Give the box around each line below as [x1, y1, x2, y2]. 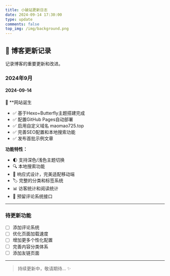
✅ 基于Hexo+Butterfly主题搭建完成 [12, 110, 85, 116]
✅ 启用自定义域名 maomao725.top [12, 123, 84, 129]
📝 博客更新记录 [5, 46, 52, 55]
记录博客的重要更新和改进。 [5, 60, 63, 66]
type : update [5, 17, 33, 22]
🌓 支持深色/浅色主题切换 [12, 157, 65, 163]
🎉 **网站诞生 [5, 99, 32, 105]
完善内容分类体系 [12, 244, 49, 250]
